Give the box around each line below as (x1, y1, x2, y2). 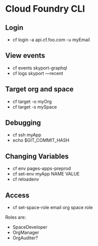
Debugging (5, 119, 41, 127)
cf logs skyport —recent (12, 70, 63, 76)
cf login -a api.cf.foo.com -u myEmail (12, 37, 90, 43)
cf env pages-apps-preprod (12, 165, 71, 171)
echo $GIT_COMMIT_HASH (12, 137, 70, 144)
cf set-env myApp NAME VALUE (12, 171, 80, 177)
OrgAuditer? (12, 235, 38, 241)
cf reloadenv (12, 176, 39, 183)
